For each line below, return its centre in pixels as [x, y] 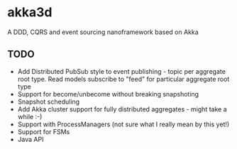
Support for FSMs [44, 131]
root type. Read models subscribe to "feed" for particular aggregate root [123, 79]
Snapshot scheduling [49, 101]
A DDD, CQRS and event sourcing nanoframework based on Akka [103, 32]
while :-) [30, 116]
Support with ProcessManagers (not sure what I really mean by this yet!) [123, 124]
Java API [31, 139]
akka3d [30, 12]
